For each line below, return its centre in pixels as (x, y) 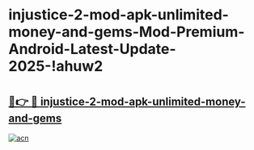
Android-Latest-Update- (92, 49)
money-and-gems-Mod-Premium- (127, 32)
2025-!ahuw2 (56, 67)
